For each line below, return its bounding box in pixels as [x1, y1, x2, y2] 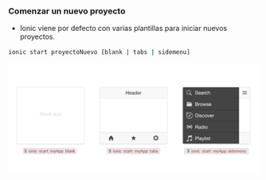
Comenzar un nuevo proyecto [8, 6, 126, 17]
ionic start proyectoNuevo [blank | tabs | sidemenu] [8, 48, 191, 56]
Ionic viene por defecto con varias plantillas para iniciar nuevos [19, 24, 228, 33]
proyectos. [19, 32, 56, 41]
